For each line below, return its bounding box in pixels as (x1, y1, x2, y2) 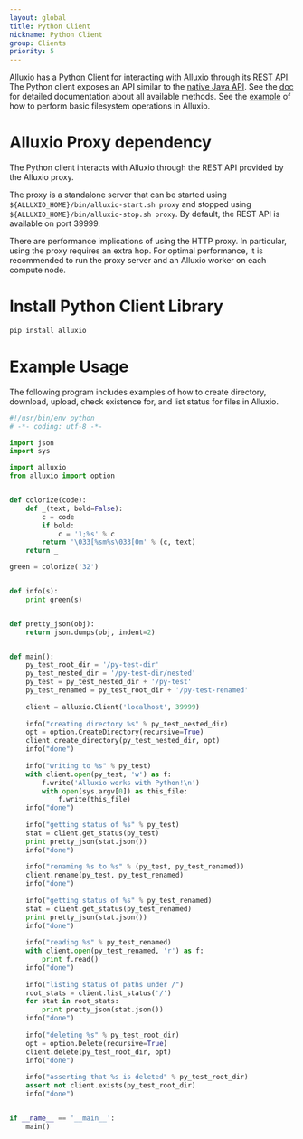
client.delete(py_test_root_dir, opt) (25, 1047, 172, 1057)
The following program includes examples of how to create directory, (9, 386, 267, 397)
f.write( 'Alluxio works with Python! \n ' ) (42, 778, 201, 787)
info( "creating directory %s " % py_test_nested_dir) (25, 719, 229, 728)
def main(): (9, 652, 54, 661)
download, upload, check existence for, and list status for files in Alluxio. (9, 395, 279, 407)
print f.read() (42, 955, 99, 964)
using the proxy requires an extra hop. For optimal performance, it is (9, 245, 264, 256)
